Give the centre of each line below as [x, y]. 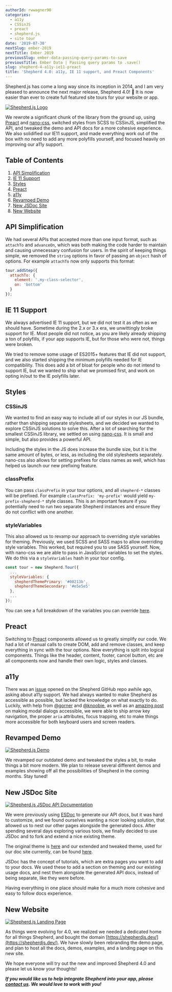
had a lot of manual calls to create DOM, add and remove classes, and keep [85, 644]
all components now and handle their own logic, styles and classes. [77, 660]
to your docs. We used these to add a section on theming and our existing [83, 867]
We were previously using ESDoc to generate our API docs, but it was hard [84, 815]
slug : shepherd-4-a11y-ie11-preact [43, 67]
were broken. [19, 344]
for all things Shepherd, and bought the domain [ [57, 937]
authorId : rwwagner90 [28, 10]
